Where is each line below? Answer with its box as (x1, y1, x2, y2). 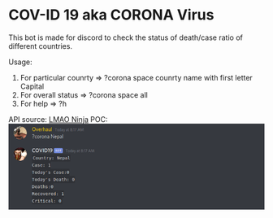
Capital (19, 81, 45, 91)
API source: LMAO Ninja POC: (8, 114, 108, 124)
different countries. (8, 41, 73, 50)
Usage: (8, 57, 32, 67)
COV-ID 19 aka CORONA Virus (8, 6, 214, 24)
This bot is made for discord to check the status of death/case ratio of (8, 33, 244, 42)
